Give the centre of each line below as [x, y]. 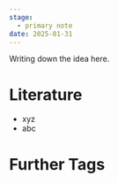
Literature [46, 95]
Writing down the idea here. [59, 59]
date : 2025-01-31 [41, 34]
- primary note [45, 26]
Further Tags [57, 164]
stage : [21, 17]
